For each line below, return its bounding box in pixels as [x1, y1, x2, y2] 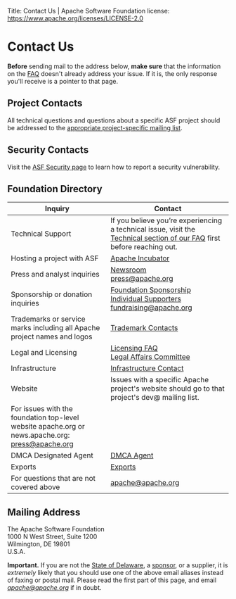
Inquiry [44, 204, 70, 214]
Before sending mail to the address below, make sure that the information [7, 62, 221, 70]
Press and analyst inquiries [11, 270, 100, 279]
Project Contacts [7, 97, 83, 109]
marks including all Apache [11, 323, 100, 333]
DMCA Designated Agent [11, 450, 93, 460]
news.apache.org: [11, 430, 70, 440]
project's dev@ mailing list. [110, 393, 199, 403]
